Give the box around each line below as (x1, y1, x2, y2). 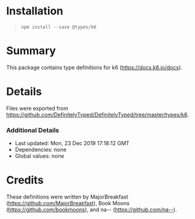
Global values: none (14, 152, 64, 160)
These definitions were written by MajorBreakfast (6, 193, 128, 200)
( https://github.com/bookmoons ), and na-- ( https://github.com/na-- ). (6, 206, 177, 214)
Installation (6, 4, 64, 18)
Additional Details (6, 126, 59, 134)
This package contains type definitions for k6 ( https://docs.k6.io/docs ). (6, 64, 183, 71)
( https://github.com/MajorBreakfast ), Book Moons (6, 200, 130, 207)
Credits (6, 173, 44, 187)
